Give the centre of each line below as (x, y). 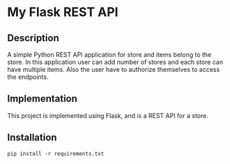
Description (33, 38)
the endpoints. (28, 77)
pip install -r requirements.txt (56, 154)
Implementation (43, 99)
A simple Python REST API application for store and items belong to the (109, 54)
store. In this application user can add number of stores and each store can (115, 62)
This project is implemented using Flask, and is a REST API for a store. (108, 115)
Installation (32, 138)
